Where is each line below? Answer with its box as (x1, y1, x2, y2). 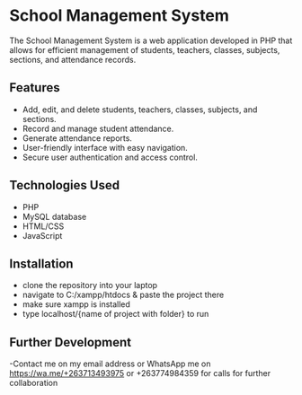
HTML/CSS (22, 221, 65, 232)
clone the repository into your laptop (22, 280, 158, 291)
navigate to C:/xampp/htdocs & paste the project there (22, 289, 225, 301)
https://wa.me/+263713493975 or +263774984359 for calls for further (9, 368, 271, 379)
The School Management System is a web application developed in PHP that (9, 35, 293, 46)
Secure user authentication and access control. (22, 152, 198, 162)
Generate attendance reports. (22, 132, 133, 144)
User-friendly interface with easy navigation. (22, 142, 189, 153)
